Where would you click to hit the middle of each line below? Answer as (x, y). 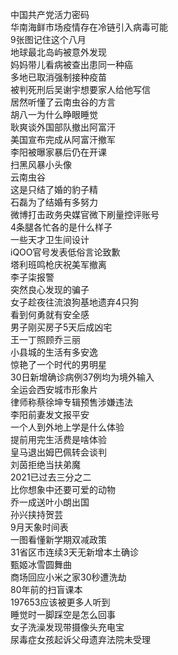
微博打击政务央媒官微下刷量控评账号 (85, 214)
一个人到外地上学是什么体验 (67, 427)
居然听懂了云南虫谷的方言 (63, 102)
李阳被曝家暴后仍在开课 (58, 152)
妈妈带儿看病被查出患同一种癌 (71, 64)
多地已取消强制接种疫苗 (58, 77)
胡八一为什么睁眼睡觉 (54, 114)
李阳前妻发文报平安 (50, 414)
